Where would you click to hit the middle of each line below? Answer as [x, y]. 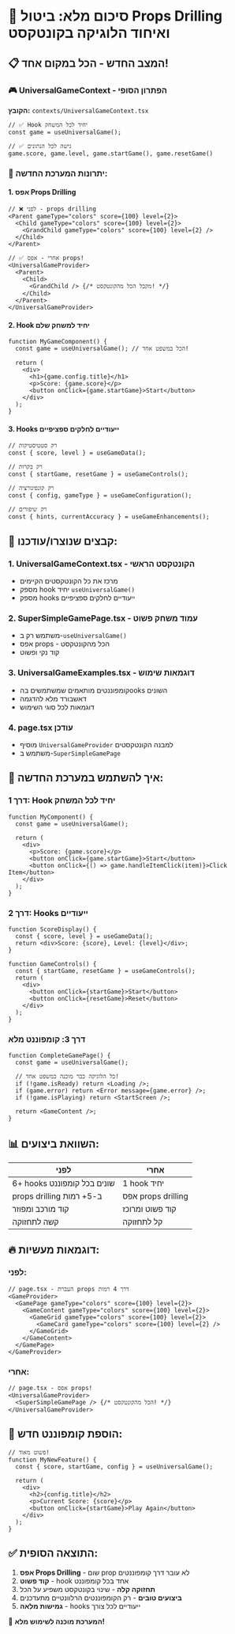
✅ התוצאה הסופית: [53, 1554]
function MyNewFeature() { [52, 1460]
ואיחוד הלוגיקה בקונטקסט [90, 33]
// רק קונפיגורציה [31, 488]
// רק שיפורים [28, 510]
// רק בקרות [26, 467]
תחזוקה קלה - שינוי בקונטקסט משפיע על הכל [88, 1589]
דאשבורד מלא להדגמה [53, 698]
